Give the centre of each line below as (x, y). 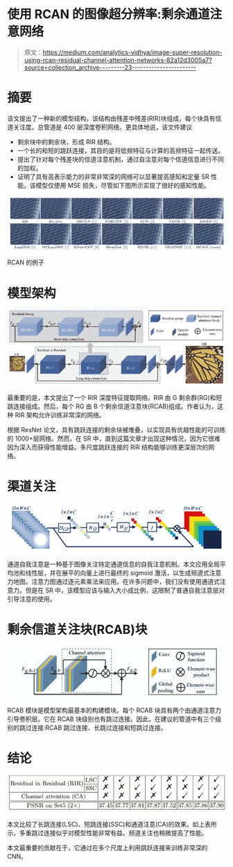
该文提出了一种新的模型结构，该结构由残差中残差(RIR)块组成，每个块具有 (111, 118)
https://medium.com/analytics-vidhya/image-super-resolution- (132, 52)
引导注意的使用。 (32, 599)
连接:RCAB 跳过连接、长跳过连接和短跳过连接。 (99, 727)
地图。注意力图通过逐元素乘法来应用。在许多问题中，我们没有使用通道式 (116, 581)
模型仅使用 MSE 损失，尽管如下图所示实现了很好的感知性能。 (123, 185)
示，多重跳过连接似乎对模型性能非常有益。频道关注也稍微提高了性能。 (107, 833)
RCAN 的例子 (26, 262)
